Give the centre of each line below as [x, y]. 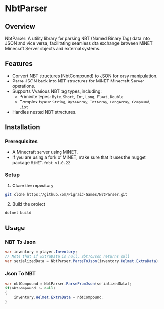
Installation [22, 127]
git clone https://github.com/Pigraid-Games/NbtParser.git [66, 194]
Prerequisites [21, 141]
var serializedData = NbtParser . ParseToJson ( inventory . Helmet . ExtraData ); [83, 261]
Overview [20, 27]
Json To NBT [20, 273]
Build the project [29, 204]
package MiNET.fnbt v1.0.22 [41, 162]
